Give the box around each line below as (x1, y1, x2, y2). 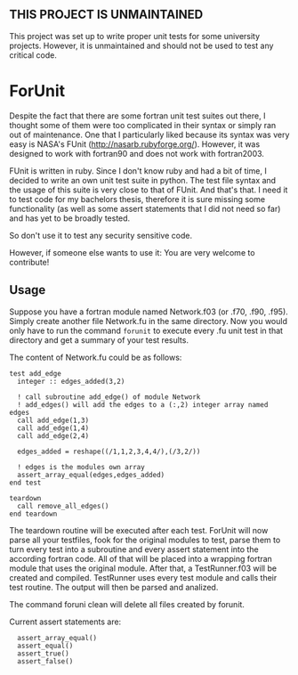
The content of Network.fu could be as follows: (9, 352, 182, 362)
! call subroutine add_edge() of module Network (17, 392, 201, 402)
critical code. (9, 49, 58, 61)
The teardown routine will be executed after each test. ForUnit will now (9, 525, 269, 535)
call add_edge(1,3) (17, 416, 90, 425)
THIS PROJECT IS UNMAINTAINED (9, 7, 204, 22)
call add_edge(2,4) (17, 431, 90, 440)
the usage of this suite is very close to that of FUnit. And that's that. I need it (9, 184, 288, 195)
